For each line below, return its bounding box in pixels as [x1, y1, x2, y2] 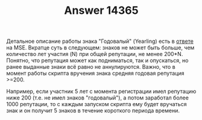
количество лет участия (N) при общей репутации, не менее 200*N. [6, 51, 183, 58]
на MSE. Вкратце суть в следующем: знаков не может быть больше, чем [6, 44, 195, 51]
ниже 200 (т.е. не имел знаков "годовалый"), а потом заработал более [6, 94, 189, 101]
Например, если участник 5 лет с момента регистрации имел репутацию [6, 88, 197, 95]
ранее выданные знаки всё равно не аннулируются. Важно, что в [6, 63, 176, 71]
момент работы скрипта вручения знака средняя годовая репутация [6, 70, 185, 77]
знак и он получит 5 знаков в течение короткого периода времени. [6, 107, 180, 115]
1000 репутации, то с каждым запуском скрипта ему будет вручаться [6, 101, 187, 108]
